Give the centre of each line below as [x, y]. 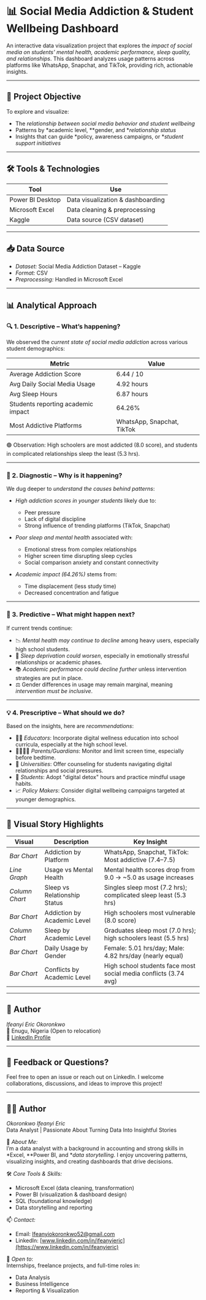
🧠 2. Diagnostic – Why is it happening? [64, 475]
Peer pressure [42, 512]
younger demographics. [46, 799]
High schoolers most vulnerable [150, 912]
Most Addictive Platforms [46, 426]
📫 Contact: [21, 1220]
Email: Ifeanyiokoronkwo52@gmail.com [65, 1234]
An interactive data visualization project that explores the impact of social [99, 45]
